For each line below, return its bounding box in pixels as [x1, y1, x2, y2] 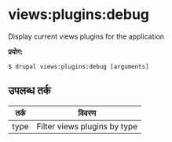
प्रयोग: [8, 47, 24, 56]
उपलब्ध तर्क [8, 84, 51, 98]
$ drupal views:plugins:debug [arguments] [8, 62, 149, 70]
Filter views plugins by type [36, 121, 138, 132]
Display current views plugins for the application [8, 32, 165, 41]
